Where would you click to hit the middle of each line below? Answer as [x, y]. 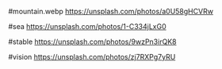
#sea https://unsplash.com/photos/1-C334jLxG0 [87, 26]
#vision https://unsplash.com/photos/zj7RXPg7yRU [92, 57]
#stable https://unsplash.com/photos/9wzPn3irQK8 [92, 42]
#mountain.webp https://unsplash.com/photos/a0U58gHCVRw [111, 11]
